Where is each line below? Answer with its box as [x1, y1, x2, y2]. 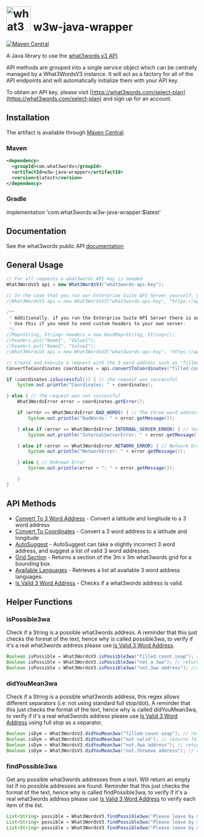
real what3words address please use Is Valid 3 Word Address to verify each [6, 795, 196, 802]
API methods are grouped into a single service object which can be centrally [6, 64, 197, 71]
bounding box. [15, 560, 52, 567]
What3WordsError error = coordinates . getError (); [17, 399, 146, 405]
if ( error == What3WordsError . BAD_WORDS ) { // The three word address [17, 410, 200, 416]
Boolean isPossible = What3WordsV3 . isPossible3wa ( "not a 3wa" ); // [6, 660, 181, 666]
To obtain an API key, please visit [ [6, 88, 92, 95]
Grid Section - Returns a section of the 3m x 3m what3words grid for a [15, 553, 192, 560]
